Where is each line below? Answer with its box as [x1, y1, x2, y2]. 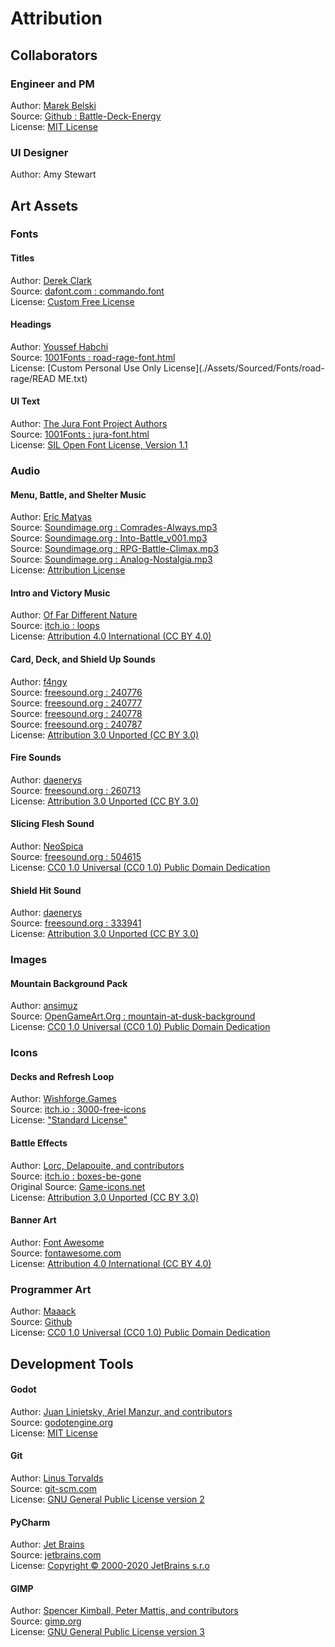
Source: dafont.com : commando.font [10, 285, 165, 297]
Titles [10, 252, 35, 264]
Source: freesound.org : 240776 [10, 686, 143, 698]
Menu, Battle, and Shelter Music [10, 488, 147, 501]
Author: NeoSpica [10, 840, 84, 852]
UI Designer [10, 145, 69, 159]
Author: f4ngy [10, 675, 68, 687]
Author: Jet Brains [10, 1538, 85, 1551]
